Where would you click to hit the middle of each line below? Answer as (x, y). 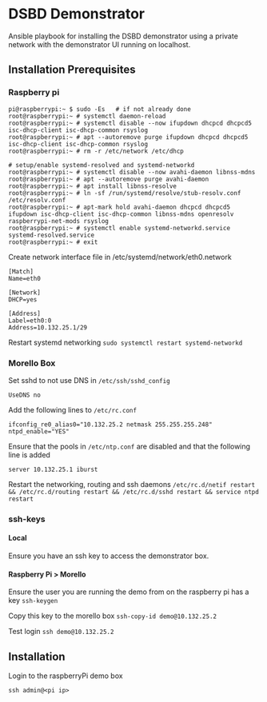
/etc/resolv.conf (37, 200)
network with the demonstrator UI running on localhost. (100, 44)
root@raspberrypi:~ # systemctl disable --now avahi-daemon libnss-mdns (132, 172)
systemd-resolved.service (51, 235)
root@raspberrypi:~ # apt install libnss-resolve (93, 186)
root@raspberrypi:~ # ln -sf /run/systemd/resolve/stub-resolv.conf (125, 193)
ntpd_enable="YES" (39, 431)
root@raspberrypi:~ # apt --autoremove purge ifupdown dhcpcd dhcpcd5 (128, 137)
